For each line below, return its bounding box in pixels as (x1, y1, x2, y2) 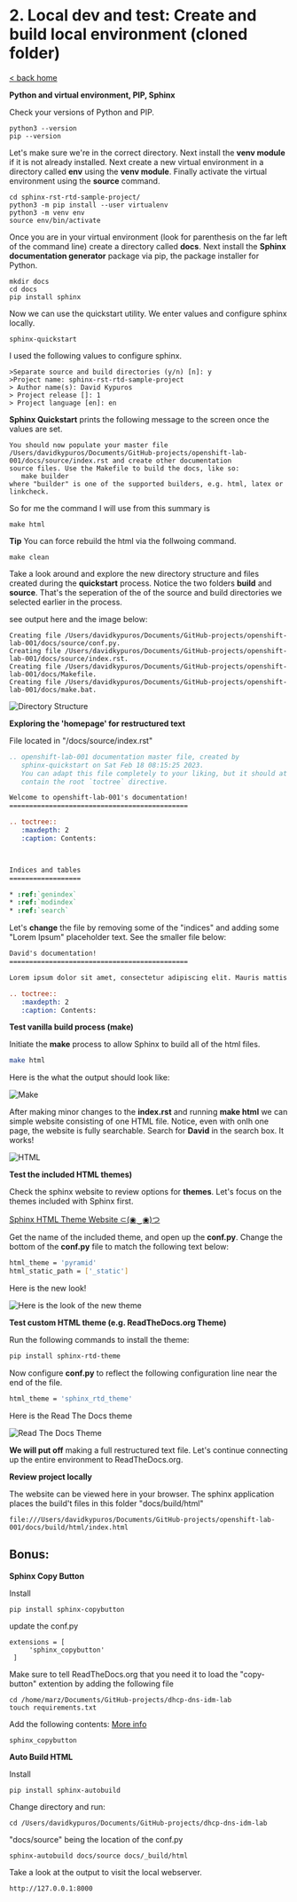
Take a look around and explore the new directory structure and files (9, 568, 260, 579)
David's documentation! (9, 949, 98, 959)
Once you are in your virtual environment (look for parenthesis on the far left (9, 232, 288, 242)
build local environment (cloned (9, 24, 248, 44)
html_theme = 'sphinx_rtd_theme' (9, 1394, 133, 1403)
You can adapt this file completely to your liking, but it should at (20, 769, 288, 777)
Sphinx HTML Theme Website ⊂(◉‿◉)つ (9, 1214, 160, 1225)
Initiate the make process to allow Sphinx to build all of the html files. (9, 1039, 261, 1050)
